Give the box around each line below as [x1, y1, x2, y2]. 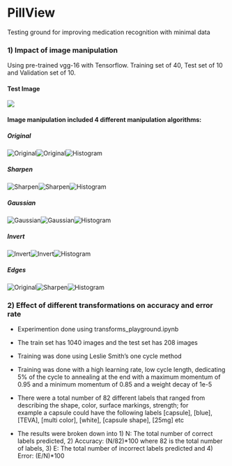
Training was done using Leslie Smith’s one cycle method [17, 352, 183, 360]
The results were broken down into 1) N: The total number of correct [17, 430, 213, 438]
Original [7, 131, 31, 140]
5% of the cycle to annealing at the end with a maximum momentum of [17, 373, 221, 381]
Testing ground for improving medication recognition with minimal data [7, 28, 210, 36]
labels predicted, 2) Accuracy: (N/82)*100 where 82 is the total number [17, 437, 223, 445]
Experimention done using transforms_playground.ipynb [17, 325, 179, 334]
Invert [7, 232, 25, 240]
